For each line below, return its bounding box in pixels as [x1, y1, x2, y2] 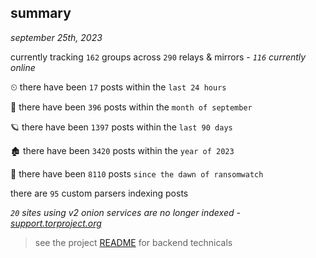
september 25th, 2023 [10, 31, 103, 43]
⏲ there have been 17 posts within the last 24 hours [10, 81, 227, 93]
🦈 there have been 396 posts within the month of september [10, 101, 253, 113]
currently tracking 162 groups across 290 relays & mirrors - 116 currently [10, 51, 307, 63]
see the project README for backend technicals [34, 236, 233, 248]
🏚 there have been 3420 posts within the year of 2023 [10, 144, 235, 156]
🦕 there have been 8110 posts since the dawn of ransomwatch [10, 167, 264, 180]
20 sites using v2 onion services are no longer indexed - [10, 206, 241, 218]
